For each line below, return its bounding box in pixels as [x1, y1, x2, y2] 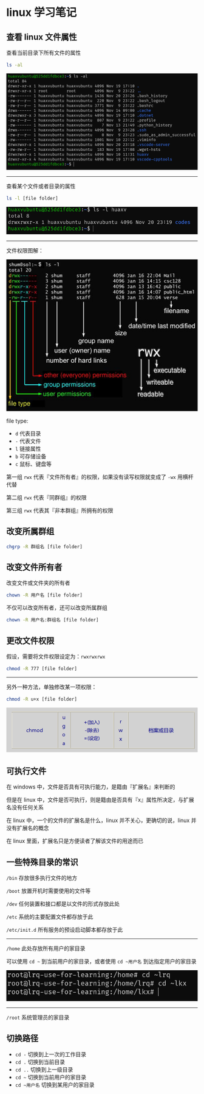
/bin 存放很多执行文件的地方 [6, 874, 78, 882]
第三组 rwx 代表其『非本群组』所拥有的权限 [6, 507, 114, 514]
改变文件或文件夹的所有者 [6, 579, 70, 587]
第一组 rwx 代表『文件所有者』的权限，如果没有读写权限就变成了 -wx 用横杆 [6, 473, 194, 481]
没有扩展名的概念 [6, 824, 49, 832]
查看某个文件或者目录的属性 [6, 182, 76, 190]
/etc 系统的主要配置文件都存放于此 [6, 913, 93, 921]
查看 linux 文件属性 [6, 32, 77, 42]
